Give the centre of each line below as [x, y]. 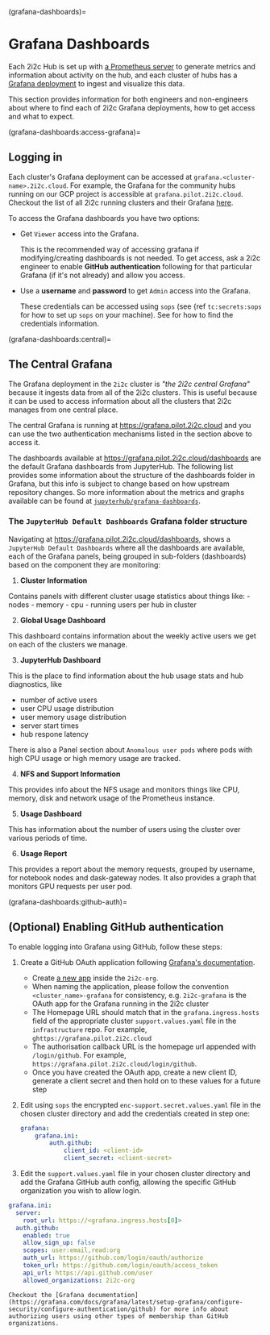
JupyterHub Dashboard [60, 659]
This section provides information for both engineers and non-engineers [128, 99]
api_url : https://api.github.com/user [88, 1273]
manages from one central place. [63, 410]
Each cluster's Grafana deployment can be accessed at [100, 177]
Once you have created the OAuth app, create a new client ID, [135, 1072]
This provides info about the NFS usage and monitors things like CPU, [124, 789]
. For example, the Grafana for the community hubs [151, 185]
